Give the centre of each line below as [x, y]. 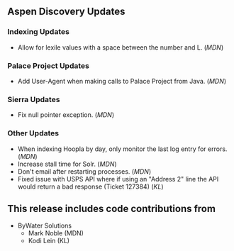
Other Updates [33, 133]
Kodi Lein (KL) [49, 241]
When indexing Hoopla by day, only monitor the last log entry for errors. [122, 149]
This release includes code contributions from [112, 208]
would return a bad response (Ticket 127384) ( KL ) [90, 186]
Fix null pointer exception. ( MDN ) [66, 115]
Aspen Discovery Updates [66, 12]
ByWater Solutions [45, 225]
